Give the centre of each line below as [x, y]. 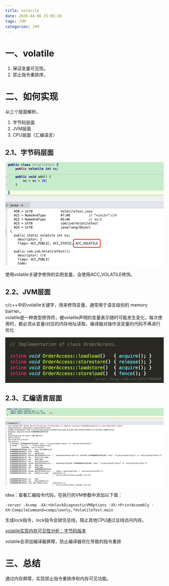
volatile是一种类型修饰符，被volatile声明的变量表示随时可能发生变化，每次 [82, 317]
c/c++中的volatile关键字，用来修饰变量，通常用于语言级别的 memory [76, 305]
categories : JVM [22, 27]
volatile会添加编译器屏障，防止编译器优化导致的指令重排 [63, 541]
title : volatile [22, 11]
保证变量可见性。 [30, 68]
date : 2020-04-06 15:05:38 [33, 16]
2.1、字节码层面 [29, 153]
